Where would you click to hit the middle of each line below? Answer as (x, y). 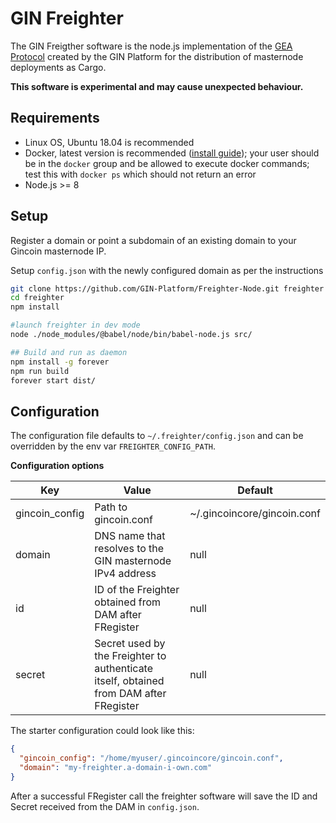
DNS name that (130, 536)
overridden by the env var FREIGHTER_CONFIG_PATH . (113, 446)
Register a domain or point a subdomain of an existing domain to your (153, 240)
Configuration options (57, 466)
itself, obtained (129, 681)
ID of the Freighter (137, 590)
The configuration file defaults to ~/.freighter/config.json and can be (157, 436)
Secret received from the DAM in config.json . (105, 806)
